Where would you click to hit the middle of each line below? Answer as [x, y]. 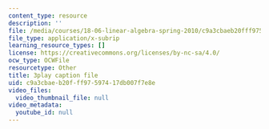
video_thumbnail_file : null [62, 98]
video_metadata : [35, 105]
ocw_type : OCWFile [39, 61]
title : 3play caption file [53, 75]
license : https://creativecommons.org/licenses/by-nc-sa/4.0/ [114, 53]
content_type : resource [48, 16]
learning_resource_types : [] [57, 46]
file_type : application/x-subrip [64, 38]
